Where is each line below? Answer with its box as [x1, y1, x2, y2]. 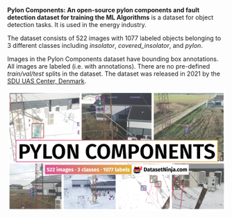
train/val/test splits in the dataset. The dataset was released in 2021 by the [7, 69, 221, 78]
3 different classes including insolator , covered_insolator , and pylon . [7, 42, 204, 49]
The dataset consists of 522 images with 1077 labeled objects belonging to [7, 34, 222, 42]
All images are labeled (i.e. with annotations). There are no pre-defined [7, 62, 210, 70]
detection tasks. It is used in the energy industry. [7, 21, 147, 28]
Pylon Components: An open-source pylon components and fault [7, 6, 200, 14]
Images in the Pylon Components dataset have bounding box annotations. [7, 55, 219, 63]
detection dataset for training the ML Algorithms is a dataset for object [7, 13, 214, 21]
